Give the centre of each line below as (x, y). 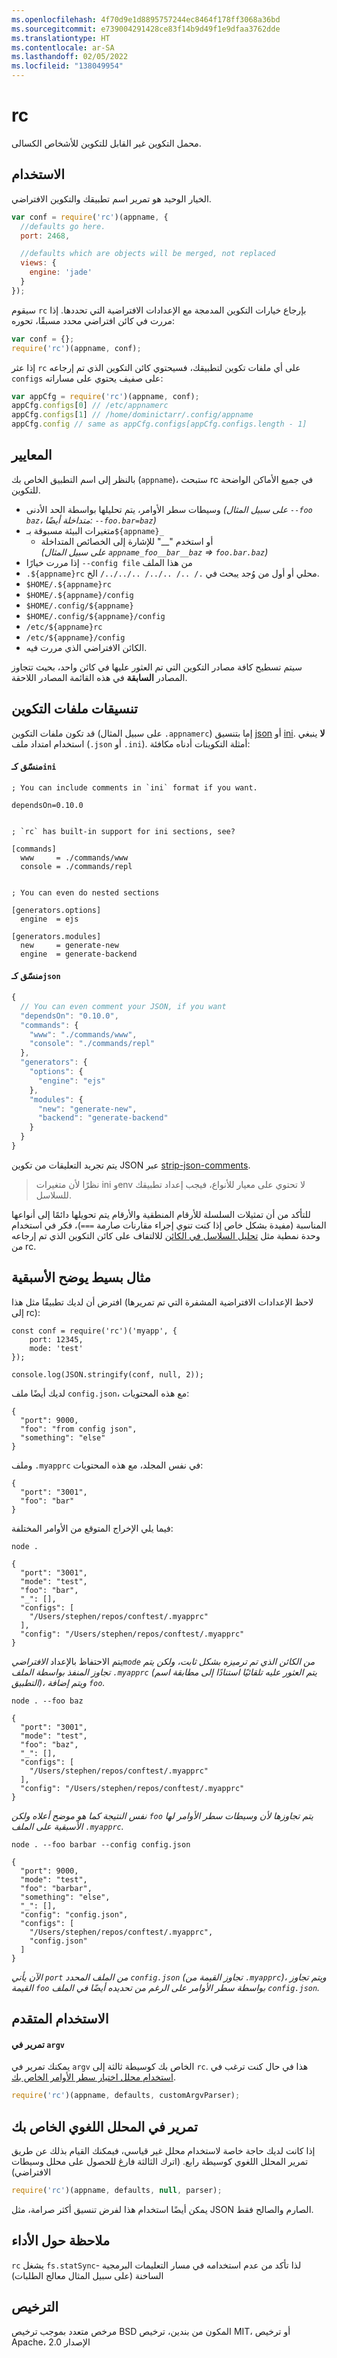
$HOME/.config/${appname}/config (95, 616)
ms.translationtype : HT (61, 38)
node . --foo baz (47, 1701)
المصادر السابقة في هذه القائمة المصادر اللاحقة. (99, 677)
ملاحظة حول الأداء (61, 2241)
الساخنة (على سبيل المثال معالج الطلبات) (87, 2275)
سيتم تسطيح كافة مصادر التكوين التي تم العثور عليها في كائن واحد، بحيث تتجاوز (157, 667)
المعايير (32, 455)
